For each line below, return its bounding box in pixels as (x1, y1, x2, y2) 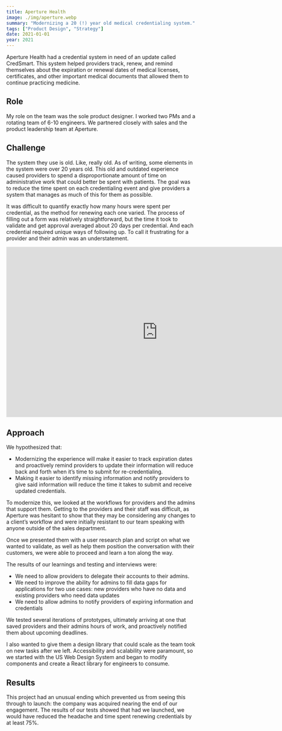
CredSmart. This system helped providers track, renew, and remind (6, 60, 173, 67)
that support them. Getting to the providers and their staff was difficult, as (6, 505, 190, 513)
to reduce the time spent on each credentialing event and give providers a (6, 185, 190, 192)
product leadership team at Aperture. (6, 125, 98, 133)
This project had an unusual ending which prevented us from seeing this (6, 694, 186, 701)
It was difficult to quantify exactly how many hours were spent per (6, 203, 171, 210)
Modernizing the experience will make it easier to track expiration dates (14, 455, 193, 463)
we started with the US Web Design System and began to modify (6, 654, 168, 661)
